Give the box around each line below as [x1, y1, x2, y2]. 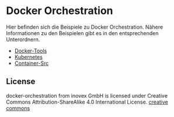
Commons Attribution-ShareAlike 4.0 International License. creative [6, 98, 168, 105]
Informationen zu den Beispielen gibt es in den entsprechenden [6, 29, 159, 36]
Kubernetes [14, 53, 43, 60]
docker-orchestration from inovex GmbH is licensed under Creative [6, 92, 168, 99]
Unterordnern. [6, 36, 40, 43]
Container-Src [14, 60, 49, 67]
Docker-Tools [14, 47, 47, 54]
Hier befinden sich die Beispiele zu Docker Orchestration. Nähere [6, 23, 163, 30]
